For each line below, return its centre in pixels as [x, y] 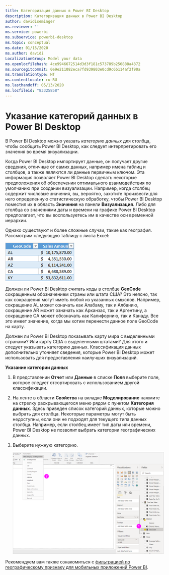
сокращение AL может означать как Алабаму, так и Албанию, [72, 305]
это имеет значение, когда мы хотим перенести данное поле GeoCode [82, 321]
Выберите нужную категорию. [45, 445]
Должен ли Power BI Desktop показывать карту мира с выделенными [80, 336]
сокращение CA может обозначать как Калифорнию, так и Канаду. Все [82, 316]
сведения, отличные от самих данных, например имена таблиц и [75, 167]
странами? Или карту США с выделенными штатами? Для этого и [76, 341]
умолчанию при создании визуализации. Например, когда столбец [77, 188]
